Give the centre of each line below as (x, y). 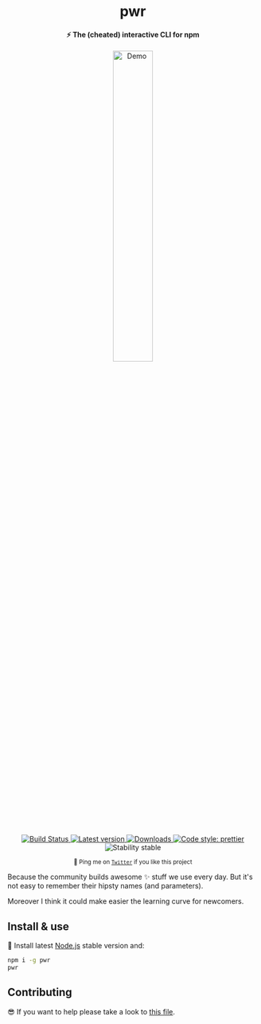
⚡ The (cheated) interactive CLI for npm (133, 34)
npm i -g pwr (29, 960)
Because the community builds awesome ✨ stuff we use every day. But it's (130, 877)
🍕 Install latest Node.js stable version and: (76, 946)
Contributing (40, 993)
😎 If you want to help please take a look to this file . (92, 1011)
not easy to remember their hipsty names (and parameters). (105, 886)
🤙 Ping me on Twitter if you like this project (133, 862)
